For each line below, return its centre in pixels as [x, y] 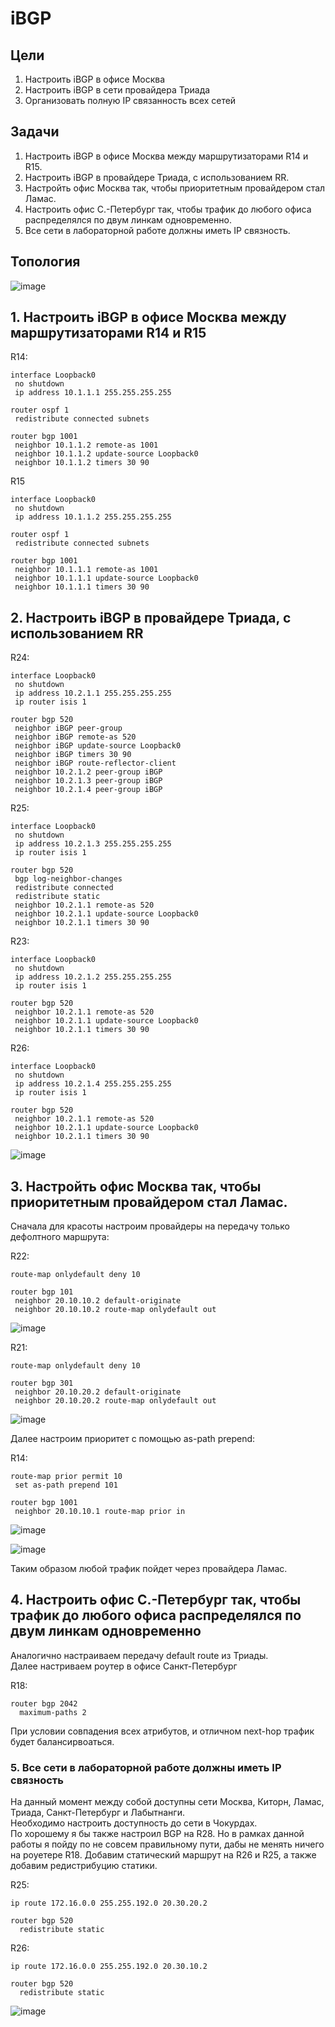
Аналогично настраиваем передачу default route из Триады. [139, 1655]
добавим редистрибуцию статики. [84, 1866]
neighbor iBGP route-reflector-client [95, 763]
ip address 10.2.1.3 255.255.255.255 [93, 844]
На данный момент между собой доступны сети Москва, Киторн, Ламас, [167, 1802]
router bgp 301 [42, 1383]
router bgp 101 [42, 1292]
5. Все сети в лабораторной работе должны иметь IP [146, 1767]
